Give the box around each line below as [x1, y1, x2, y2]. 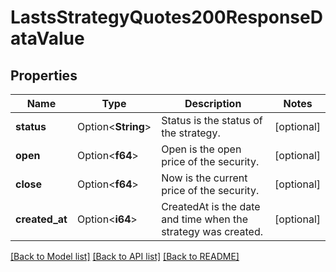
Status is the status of [161, 114, 263, 127]
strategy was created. [161, 225, 264, 238]
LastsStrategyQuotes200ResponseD [10, 6, 323, 29]
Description [184, 97, 242, 110]
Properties [10, 67, 78, 84]
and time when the [161, 212, 249, 226]
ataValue [10, 27, 85, 50]
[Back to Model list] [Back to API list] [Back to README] [10, 251, 240, 262]
